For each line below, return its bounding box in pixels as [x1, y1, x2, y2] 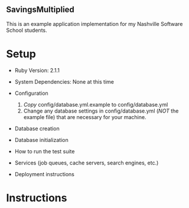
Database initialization [14, 136, 69, 143]
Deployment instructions [14, 170, 75, 177]
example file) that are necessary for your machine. [23, 113, 146, 120]
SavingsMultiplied [6, 5, 75, 15]
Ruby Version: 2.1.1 [14, 67, 60, 74]
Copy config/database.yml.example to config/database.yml [23, 101, 168, 108]
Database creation [14, 125, 60, 132]
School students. [6, 27, 47, 34]
